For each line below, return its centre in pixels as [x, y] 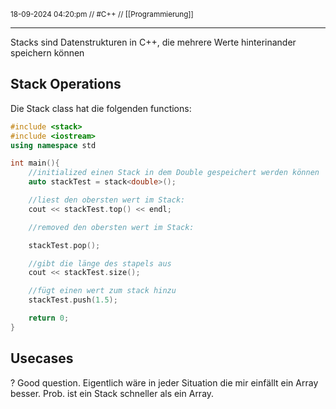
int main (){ [35, 163]
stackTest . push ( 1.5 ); [73, 300]
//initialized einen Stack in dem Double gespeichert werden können [174, 173]
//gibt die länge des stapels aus [100, 263]
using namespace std [53, 145]
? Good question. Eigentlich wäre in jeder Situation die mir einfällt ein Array [164, 382]
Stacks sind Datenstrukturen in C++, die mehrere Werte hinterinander [153, 42]
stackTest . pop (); [64, 245]
